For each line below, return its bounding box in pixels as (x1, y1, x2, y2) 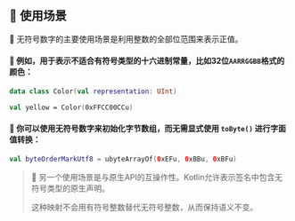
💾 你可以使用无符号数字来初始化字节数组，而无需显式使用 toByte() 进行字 (9, 123, 279, 134)
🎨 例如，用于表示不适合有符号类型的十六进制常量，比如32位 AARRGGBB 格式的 (9, 56, 285, 67)
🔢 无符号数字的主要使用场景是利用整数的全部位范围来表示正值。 (9, 34, 243, 44)
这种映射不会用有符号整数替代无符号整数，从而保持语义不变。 (30, 201, 258, 212)
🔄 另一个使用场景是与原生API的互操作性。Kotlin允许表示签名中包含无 (30, 171, 283, 182)
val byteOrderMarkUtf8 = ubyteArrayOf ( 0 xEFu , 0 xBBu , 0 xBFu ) (9, 154, 238, 163)
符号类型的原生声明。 (30, 183, 110, 193)
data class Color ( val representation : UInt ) (9, 87, 177, 96)
